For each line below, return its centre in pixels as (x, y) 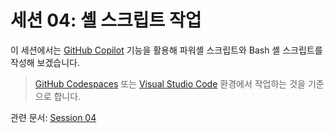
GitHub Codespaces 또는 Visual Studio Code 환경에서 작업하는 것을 (170, 83)
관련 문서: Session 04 (53, 117)
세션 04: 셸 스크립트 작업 (106, 20)
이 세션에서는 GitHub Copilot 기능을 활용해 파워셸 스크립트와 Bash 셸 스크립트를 (166, 50)
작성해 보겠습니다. (45, 62)
